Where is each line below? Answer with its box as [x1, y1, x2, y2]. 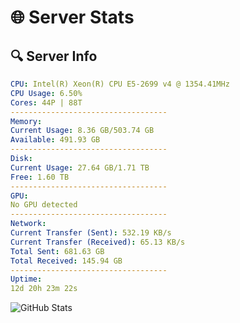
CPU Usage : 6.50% [10, 88, 83, 98]
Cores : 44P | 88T [10, 97, 83, 108]
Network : [10, 219, 47, 229]
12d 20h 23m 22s [10, 284, 78, 294]
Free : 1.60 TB [10, 172, 70, 182]
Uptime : [10, 274, 43, 285]
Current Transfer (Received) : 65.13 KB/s [10, 237, 186, 247]
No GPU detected [10, 200, 78, 210]
